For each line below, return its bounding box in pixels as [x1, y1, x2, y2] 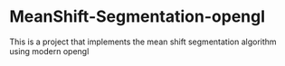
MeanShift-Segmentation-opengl [9, 6, 265, 27]
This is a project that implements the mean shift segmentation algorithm [9, 36, 278, 47]
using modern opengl [9, 45, 90, 56]
